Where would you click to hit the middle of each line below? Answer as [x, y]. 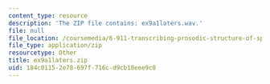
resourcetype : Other [43, 53]
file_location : [34, 38]
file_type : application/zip [55, 46]
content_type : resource [48, 16]
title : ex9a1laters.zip [48, 61]
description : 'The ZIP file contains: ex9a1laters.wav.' [106, 23]
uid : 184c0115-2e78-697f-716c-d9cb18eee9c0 [82, 68]
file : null [27, 30]
